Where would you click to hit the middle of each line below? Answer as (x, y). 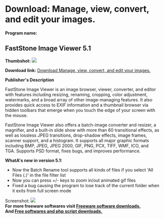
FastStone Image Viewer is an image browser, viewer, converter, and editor (81, 89)
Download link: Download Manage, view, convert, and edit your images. (78, 70)
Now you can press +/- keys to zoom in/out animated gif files (74, 180)
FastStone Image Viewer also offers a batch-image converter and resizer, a (81, 125)
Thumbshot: (18, 61)
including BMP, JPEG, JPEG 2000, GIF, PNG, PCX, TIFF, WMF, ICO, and (77, 146)
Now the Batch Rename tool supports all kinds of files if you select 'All (82, 170)
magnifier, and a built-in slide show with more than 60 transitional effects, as (82, 130)
